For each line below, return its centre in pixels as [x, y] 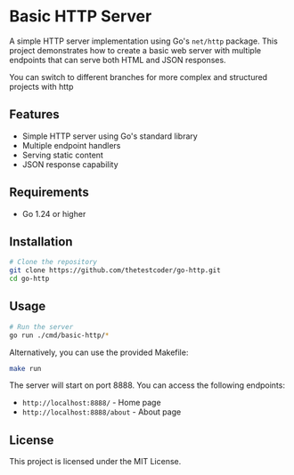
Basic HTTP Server [81, 16]
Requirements [49, 193]
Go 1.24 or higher [54, 213]
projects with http [41, 86]
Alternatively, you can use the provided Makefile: [99, 352]
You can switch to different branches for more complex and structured [139, 76]
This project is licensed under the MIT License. [95, 462]
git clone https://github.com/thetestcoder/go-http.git [115, 270]
